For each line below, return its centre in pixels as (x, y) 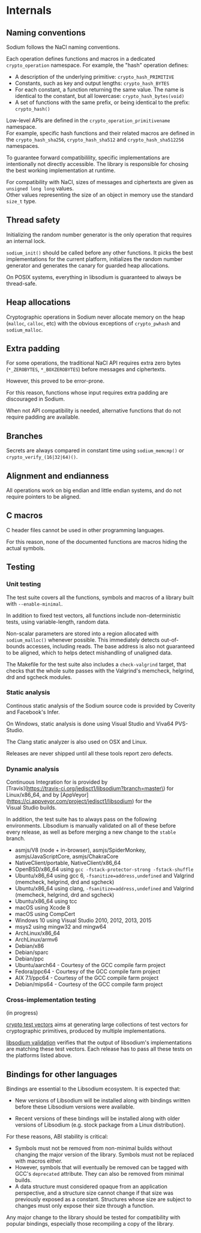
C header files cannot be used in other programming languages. (85, 530)
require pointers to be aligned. (43, 497)
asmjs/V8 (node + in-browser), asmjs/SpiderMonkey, (80, 850)
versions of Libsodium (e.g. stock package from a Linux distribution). (100, 1125)
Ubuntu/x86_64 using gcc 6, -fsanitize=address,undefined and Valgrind (104, 876)
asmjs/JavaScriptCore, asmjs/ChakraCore (67, 856)
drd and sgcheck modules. (39, 677)
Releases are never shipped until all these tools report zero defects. (90, 753)
